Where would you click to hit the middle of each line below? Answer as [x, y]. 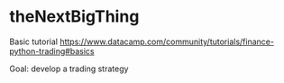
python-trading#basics [52, 51]
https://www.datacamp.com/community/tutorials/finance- [167, 41]
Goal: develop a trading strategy [69, 69]
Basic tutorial [34, 41]
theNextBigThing [74, 17]
